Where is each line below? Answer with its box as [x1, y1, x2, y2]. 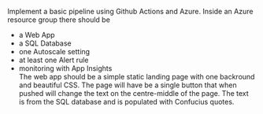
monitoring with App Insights [18, 64, 113, 73]
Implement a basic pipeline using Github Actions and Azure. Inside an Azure [7, 7, 254, 16]
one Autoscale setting [18, 47, 91, 56]
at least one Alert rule [18, 55, 89, 64]
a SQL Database [18, 39, 72, 48]
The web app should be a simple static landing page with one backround [18, 72, 255, 81]
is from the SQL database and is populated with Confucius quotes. [18, 97, 235, 106]
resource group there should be [7, 15, 111, 24]
